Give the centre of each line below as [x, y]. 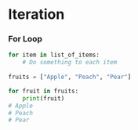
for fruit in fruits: [44, 91]
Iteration [36, 14]
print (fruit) [44, 98]
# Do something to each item [70, 63]
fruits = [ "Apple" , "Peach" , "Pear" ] [70, 77]
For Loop [25, 39]
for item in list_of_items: [54, 55]
